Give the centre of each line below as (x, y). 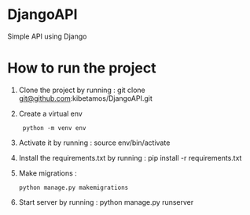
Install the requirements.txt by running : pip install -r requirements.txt (130, 158)
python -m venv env (54, 128)
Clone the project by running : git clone (82, 90)
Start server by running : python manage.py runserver (106, 202)
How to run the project (82, 68)
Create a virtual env (51, 113)
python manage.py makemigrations (74, 187)
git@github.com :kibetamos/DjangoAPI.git (85, 98)
